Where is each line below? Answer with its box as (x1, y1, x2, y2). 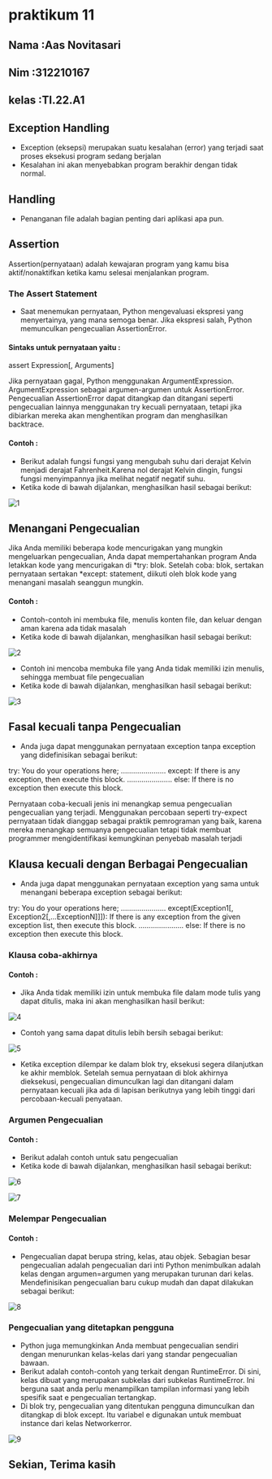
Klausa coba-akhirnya (8, 950, 98, 961)
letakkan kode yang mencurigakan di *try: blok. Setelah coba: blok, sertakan (8, 560, 264, 571)
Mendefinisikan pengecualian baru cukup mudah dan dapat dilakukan (19, 1277, 254, 1287)
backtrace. (8, 419, 45, 429)
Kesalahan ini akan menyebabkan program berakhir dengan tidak (19, 160, 238, 170)
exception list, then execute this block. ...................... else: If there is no (8, 921, 246, 930)
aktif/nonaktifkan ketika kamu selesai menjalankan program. (8, 267, 209, 278)
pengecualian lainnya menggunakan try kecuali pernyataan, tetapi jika (8, 402, 242, 412)
